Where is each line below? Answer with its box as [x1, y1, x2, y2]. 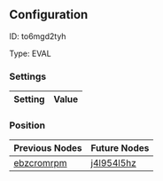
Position [9, 119, 46, 131]
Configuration [9, 7, 89, 22]
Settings [9, 70, 47, 83]
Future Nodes [90, 142, 150, 154]
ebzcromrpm [13, 157, 68, 169]
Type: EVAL [9, 48, 51, 59]
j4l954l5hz [90, 157, 137, 169]
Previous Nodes [13, 142, 82, 154]
